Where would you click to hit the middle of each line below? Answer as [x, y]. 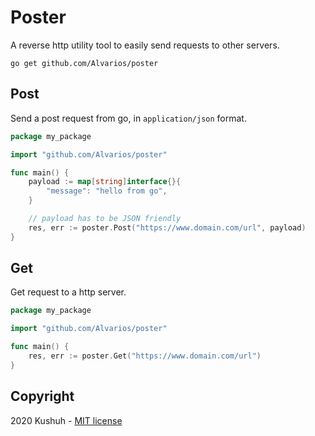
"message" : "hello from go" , [107, 191]
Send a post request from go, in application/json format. [128, 118]
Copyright [42, 396]
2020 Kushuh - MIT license [66, 420]
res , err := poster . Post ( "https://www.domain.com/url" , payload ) [167, 227]
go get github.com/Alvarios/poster [84, 63]
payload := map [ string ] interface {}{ [105, 182]
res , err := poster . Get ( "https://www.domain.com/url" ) [145, 356]
